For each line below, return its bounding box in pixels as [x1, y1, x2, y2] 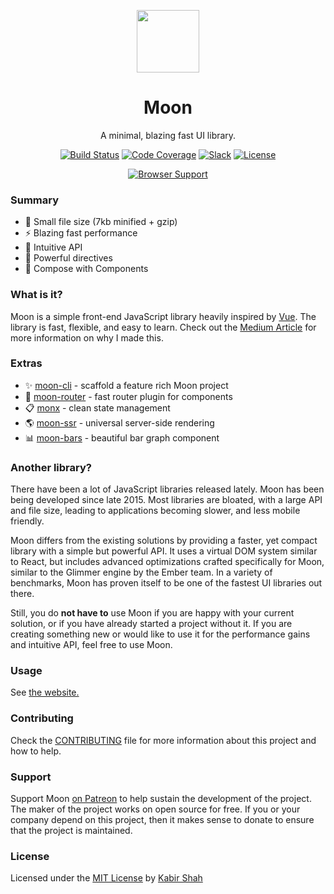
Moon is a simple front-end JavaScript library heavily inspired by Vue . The [10, 310, 317, 322]
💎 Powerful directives [24, 252, 113, 264]
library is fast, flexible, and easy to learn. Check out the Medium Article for [10, 321, 317, 333]
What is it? [10, 288, 63, 302]
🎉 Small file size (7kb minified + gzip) [24, 216, 178, 228]
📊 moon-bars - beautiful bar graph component [24, 431, 220, 444]
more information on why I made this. [10, 331, 164, 344]
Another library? [10, 460, 92, 474]
